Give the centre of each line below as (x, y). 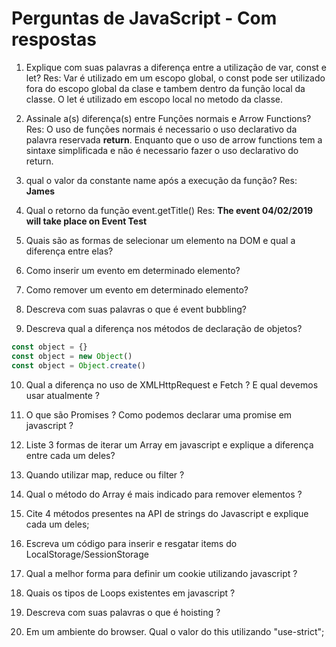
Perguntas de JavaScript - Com (144, 18)
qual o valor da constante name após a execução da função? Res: (161, 180)
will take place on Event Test (86, 221)
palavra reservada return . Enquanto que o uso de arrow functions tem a (174, 139)
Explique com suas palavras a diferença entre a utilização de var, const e (176, 67)
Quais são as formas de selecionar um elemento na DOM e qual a (160, 240)
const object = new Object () (72, 356)
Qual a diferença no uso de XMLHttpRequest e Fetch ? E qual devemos (172, 384)
